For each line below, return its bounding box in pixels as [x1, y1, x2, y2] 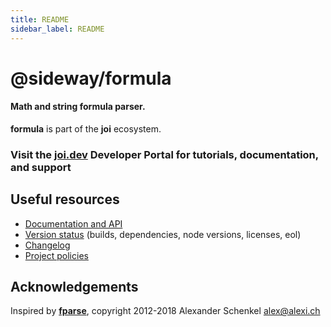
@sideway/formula [10, 67, 172, 90]
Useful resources [10, 191, 120, 208]
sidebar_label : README [10, 24, 105, 34]
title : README [10, 14, 70, 25]
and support [10, 160, 72, 174]
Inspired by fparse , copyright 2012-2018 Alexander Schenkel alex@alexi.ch [10, 305, 321, 317]
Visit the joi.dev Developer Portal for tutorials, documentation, [10, 147, 319, 161]
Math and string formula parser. [10, 101, 146, 113]
